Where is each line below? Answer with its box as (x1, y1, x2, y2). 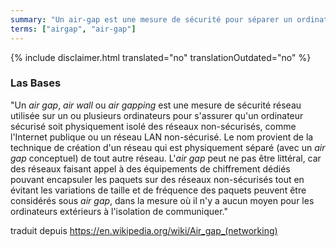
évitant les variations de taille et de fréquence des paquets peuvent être (10, 184, 307, 196)
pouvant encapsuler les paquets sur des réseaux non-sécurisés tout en (10, 173, 305, 185)
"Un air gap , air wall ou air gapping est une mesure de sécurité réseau (10, 99, 302, 111)
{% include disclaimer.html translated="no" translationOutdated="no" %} (10, 51, 312, 63)
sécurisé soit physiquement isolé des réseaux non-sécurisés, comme (10, 120, 297, 132)
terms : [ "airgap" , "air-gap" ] (10, 24, 137, 34)
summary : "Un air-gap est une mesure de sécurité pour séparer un (10, 14, 293, 25)
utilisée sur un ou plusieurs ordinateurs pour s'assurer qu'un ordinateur (10, 109, 304, 121)
